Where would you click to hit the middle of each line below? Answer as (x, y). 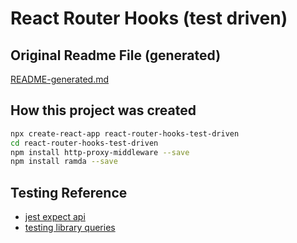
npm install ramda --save (64, 162)
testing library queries (70, 228)
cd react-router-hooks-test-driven (84, 143)
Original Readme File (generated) (116, 55)
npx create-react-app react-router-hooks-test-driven (125, 133)
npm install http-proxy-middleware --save (100, 152)
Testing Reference (69, 192)
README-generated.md (60, 79)
